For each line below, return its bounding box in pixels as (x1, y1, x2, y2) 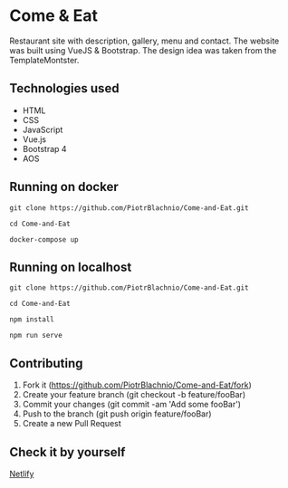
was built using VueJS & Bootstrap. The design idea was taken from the (9, 44, 277, 55)
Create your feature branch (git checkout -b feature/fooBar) (22, 389, 246, 400)
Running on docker (9, 179, 120, 195)
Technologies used (9, 81, 120, 96)
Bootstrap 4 (22, 143, 67, 154)
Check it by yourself (9, 445, 126, 460)
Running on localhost (9, 259, 132, 274)
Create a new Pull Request (22, 418, 122, 429)
